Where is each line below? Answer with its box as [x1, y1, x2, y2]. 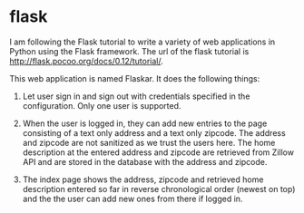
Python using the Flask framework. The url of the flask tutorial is [9, 45, 250, 56]
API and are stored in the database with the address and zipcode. [22, 156, 268, 167]
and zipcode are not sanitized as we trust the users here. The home [22, 137, 276, 148]
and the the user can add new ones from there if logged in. [22, 193, 243, 204]
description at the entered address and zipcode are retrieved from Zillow [22, 147, 295, 158]
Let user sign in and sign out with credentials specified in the [22, 91, 250, 102]
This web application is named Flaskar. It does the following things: [9, 73, 260, 83]
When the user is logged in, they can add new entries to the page [22, 118, 268, 129]
